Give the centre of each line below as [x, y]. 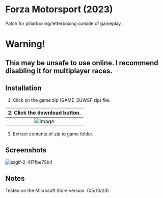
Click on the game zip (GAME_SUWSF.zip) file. [61, 100]
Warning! [25, 44]
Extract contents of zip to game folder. [53, 134]
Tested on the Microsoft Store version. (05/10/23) [57, 190]
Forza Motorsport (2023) [59, 9]
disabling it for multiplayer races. [59, 70]
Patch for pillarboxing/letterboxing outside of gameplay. [64, 23]
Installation [23, 88]
